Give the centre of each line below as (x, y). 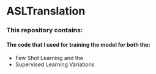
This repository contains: (45, 30)
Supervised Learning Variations (55, 64)
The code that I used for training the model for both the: (79, 44)
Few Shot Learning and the (49, 58)
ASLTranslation (46, 11)
